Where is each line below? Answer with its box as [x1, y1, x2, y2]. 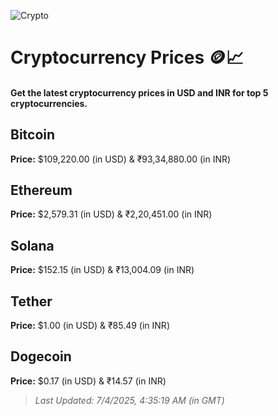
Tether [10, 293, 53, 310]
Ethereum [10, 181, 73, 199]
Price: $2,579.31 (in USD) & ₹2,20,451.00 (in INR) [10, 208, 213, 220]
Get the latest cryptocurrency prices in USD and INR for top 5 [10, 86, 269, 99]
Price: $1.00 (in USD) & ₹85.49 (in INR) [10, 320, 170, 332]
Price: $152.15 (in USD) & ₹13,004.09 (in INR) [10, 264, 195, 276]
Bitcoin [10, 126, 56, 144]
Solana [10, 237, 55, 254]
